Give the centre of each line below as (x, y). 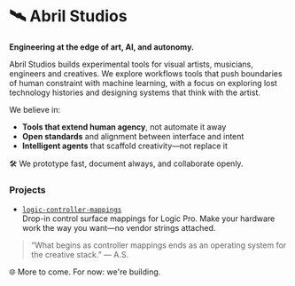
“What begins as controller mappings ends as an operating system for (159, 245)
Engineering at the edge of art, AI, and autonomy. (102, 47)
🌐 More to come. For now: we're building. (85, 272)
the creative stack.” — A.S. (80, 255)
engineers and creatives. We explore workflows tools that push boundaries (146, 73)
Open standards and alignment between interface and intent (133, 136)
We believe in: (35, 109)
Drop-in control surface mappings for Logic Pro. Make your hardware (148, 218)
